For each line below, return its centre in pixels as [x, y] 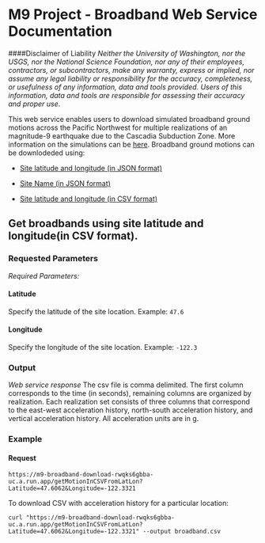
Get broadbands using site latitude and [106, 224]
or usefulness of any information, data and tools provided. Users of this [125, 87]
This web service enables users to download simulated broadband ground [129, 119]
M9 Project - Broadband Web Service [133, 15]
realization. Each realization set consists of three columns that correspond [129, 402]
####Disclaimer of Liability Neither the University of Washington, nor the [127, 53]
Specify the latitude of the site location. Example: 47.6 [96, 311]
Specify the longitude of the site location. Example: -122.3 [103, 347]
